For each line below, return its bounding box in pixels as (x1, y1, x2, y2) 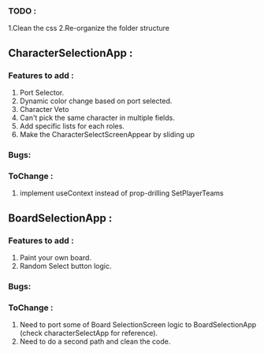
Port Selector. (19, 88, 65, 97)
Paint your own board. (19, 252, 92, 262)
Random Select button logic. (19, 261, 112, 270)
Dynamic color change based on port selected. (19, 96, 173, 106)
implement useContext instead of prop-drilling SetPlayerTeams (19, 188, 224, 198)
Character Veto (19, 104, 69, 114)
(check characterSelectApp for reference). (19, 329, 158, 338)
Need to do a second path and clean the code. (19, 337, 171, 346)
